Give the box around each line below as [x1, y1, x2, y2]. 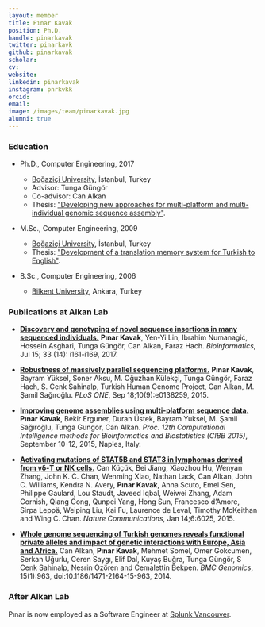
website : [8, 71, 37, 79]
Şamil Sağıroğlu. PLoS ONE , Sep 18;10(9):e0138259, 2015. [19, 390, 209, 400]
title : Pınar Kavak [8, 19, 73, 27]
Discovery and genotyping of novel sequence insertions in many [19, 325, 238, 334]
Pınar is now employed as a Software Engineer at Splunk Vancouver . [8, 609, 232, 619]
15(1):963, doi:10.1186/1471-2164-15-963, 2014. [19, 571, 172, 581]
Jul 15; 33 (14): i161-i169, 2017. [19, 350, 118, 360]
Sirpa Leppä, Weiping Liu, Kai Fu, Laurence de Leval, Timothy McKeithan [19, 506, 258, 515]
